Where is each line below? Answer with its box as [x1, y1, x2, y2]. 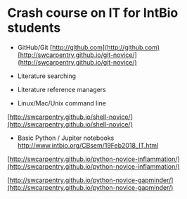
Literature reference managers [17, 85, 107, 94]
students [7, 20, 61, 36]
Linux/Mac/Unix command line [17, 98, 107, 107]
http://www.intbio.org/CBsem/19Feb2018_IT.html [17, 141, 159, 149]
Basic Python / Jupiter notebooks [17, 134, 115, 142]
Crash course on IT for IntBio [7, 5, 179, 21]
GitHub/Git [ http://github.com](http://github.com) [17, 43, 160, 51]
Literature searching [17, 72, 76, 80]
